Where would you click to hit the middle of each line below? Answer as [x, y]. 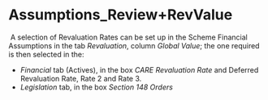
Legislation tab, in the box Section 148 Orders [96, 87]
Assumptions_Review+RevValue [121, 15]
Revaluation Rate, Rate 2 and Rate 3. [81, 78]
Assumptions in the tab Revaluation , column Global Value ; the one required [134, 45]
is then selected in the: [46, 54]
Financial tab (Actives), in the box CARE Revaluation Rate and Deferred [139, 69]
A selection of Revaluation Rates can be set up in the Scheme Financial [129, 37]
